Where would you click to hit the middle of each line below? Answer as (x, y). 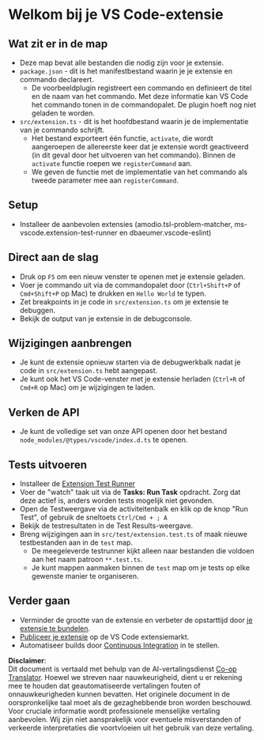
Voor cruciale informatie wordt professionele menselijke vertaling (114, 711)
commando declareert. (57, 79)
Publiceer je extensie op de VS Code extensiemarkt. (104, 636)
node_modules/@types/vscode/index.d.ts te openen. (104, 440)
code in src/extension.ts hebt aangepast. (89, 371)
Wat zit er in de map (58, 44)
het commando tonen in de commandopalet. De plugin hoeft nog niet (144, 105)
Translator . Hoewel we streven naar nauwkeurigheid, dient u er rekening (125, 677)
